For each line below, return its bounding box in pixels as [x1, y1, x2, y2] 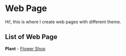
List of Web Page [5, 33, 58, 41]
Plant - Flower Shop [5, 45, 45, 51]
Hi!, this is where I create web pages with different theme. [5, 19, 121, 25]
